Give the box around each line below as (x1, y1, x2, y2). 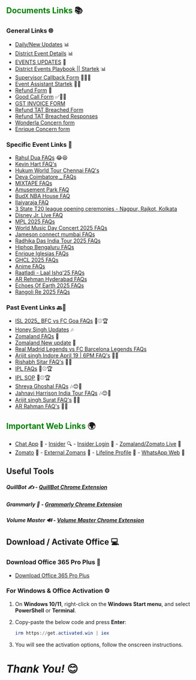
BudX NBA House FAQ (14, 192, 71, 199)
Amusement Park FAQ (14, 186, 70, 193)
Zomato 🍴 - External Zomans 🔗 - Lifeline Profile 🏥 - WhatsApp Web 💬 (14, 449, 185, 456)
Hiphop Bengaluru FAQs (14, 243, 74, 250)
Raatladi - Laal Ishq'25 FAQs (14, 269, 85, 276)
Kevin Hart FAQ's (14, 160, 57, 167)
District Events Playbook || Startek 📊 (14, 65, 107, 72)
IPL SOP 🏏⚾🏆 (14, 374, 51, 382)
